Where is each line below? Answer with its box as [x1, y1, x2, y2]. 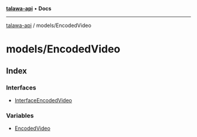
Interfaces [6, 83, 36, 92]
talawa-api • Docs [6, 5, 52, 12]
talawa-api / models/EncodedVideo [6, 22, 92, 29]
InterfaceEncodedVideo [14, 96, 72, 103]
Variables [6, 111, 34, 119]
